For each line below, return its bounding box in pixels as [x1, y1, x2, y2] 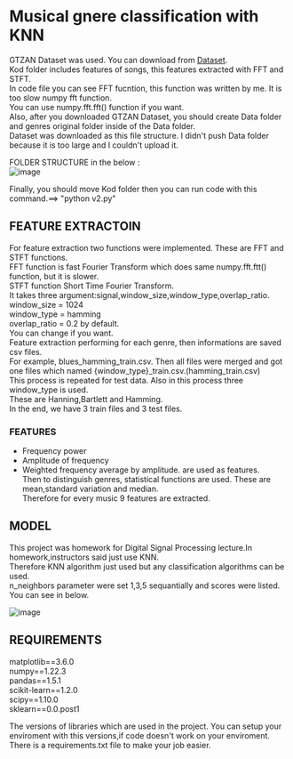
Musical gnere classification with [9, 6, 259, 27]
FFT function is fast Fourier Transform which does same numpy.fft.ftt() [9, 261, 267, 272]
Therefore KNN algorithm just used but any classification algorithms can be [9, 561, 285, 571]
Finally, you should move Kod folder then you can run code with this [9, 183, 257, 194]
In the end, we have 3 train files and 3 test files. [9, 403, 183, 414]
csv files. [9, 346, 43, 357]
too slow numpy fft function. [9, 92, 113, 103]
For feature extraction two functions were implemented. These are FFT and [9, 242, 284, 253]
